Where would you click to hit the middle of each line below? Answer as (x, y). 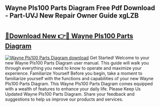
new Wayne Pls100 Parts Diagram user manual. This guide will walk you (77, 63)
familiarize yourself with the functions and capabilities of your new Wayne (79, 78)
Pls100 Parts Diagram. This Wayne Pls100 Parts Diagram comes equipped (79, 84)
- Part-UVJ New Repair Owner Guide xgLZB (72, 16)
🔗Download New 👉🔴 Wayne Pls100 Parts (69, 36)
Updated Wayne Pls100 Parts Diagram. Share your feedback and (70, 94)
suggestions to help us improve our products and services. (64, 99)
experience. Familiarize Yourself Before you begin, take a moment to (74, 73)
